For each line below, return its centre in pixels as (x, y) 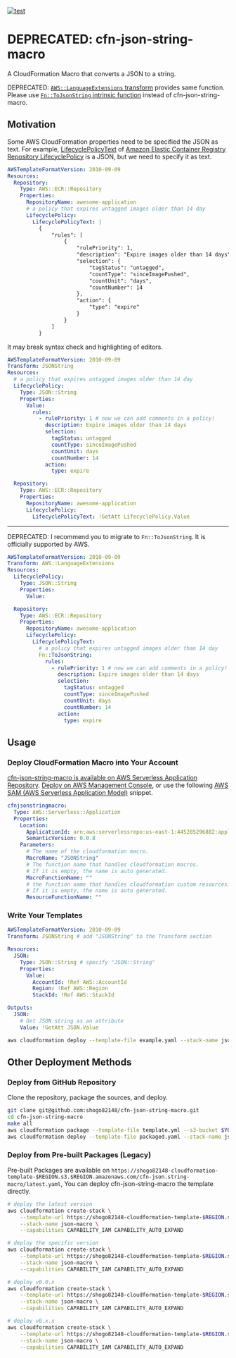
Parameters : (37, 845)
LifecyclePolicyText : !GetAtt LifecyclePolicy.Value (111, 517)
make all (20, 1124)
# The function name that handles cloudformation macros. (112, 864)
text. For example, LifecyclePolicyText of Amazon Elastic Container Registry (117, 149)
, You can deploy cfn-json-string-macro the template (137, 1183)
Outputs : (20, 1008)
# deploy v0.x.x (31, 1321)
